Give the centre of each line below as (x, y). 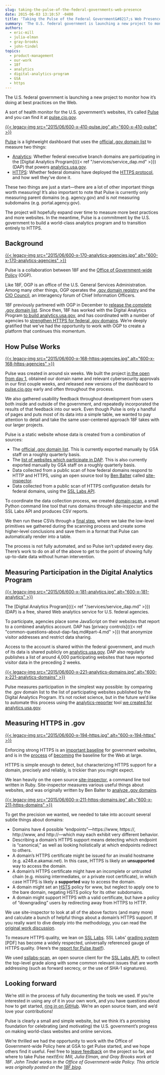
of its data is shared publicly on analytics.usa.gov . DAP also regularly (75, 652)
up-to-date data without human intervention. (50, 557)
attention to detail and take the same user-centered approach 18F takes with (82, 420)
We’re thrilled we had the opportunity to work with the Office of (69, 1041)
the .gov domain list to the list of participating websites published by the (78, 692)
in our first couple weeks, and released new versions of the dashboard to (79, 384)
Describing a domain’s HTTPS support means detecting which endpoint (84, 840)
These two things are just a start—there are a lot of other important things (80, 187)
